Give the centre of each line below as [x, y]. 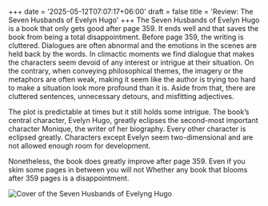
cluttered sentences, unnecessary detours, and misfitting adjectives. [121, 96]
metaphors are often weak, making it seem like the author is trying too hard [132, 79]
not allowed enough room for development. [80, 146]
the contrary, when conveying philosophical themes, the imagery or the [126, 71]
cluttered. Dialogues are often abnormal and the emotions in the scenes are [133, 46]
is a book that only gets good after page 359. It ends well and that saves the [133, 28]
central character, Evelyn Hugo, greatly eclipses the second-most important [133, 120]
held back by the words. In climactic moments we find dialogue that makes [131, 54]
